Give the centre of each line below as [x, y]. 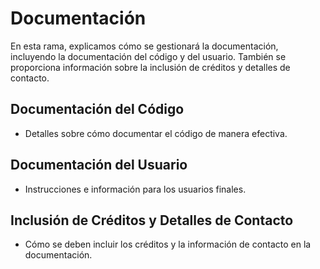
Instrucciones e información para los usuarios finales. [135, 189]
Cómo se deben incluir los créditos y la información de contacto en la [168, 244]
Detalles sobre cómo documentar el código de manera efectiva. [156, 133]
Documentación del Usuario [99, 165]
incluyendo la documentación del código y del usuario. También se [148, 56]
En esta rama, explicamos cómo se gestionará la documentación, [144, 46]
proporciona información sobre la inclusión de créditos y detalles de [150, 67]
